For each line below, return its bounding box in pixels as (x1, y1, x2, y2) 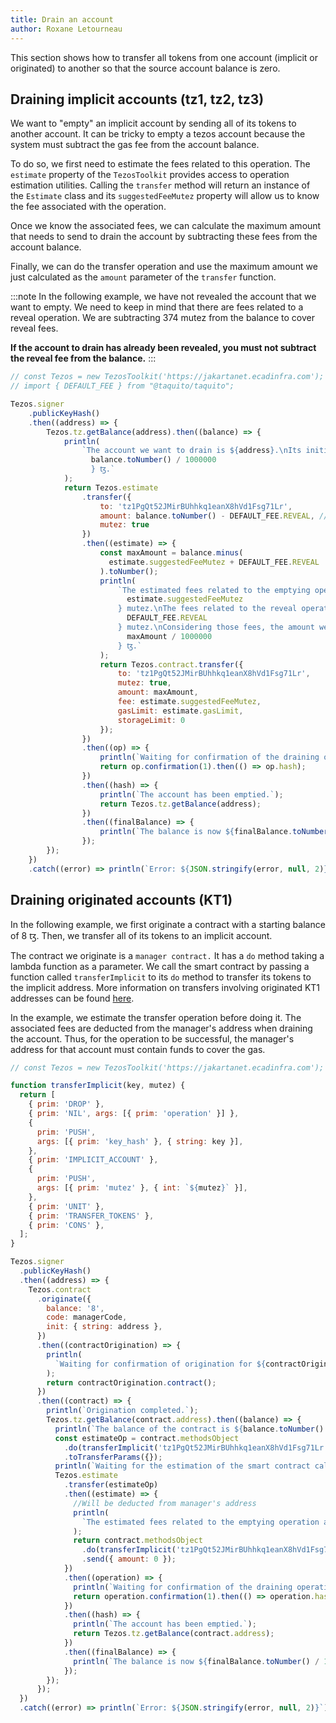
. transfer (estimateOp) (63, 1480, 159, 1490)
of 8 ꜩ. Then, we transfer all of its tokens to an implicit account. (10, 929, 273, 941)
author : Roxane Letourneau (10, 24, 123, 34)
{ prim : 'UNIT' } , (28, 1201, 105, 1211)
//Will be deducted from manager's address (73, 1498, 257, 1508)
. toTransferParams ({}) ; (63, 1452, 163, 1462)
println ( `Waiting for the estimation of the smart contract (54, 1461, 311, 1471)
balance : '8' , (46, 1303, 105, 1313)
